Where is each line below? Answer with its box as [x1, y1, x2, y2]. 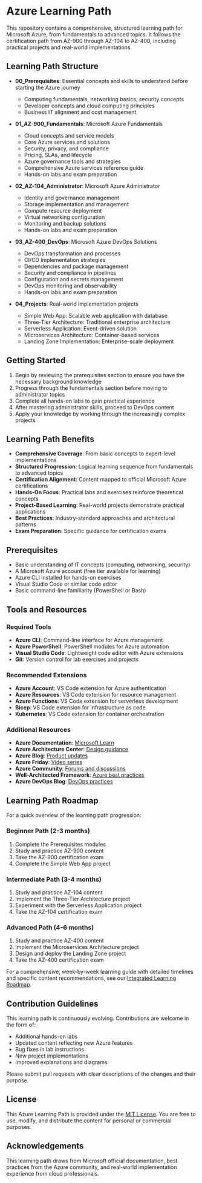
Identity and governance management [24, 194, 120, 201]
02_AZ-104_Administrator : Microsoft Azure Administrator [15, 182, 160, 189]
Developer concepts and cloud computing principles [24, 102, 155, 109]
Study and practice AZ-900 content [15, 847, 104, 854]
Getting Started [6, 355, 66, 366]
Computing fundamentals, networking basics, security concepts [24, 95, 184, 102]
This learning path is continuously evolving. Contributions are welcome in [6, 1014, 189, 1022]
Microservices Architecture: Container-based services [24, 331, 160, 338]
